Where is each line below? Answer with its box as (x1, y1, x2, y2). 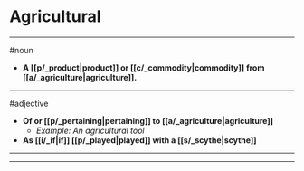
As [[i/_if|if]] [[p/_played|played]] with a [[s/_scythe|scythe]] (22, 134, 257, 146)
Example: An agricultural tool (35, 125, 145, 136)
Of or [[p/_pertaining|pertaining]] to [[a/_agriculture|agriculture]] (22, 115, 274, 126)
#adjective (9, 98, 49, 109)
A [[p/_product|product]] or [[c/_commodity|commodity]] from (22, 62, 265, 73)
